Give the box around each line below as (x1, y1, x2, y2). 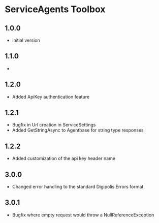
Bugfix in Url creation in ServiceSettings (12, 122, 96, 128)
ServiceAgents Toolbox (5, 4, 106, 15)
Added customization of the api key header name (12, 155, 115, 162)
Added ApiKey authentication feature (12, 93, 90, 100)
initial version (12, 37, 40, 43)
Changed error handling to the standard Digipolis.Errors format (12, 184, 144, 190)
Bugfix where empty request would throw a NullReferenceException (12, 212, 154, 218)
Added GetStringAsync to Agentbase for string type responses (12, 127, 144, 133)
